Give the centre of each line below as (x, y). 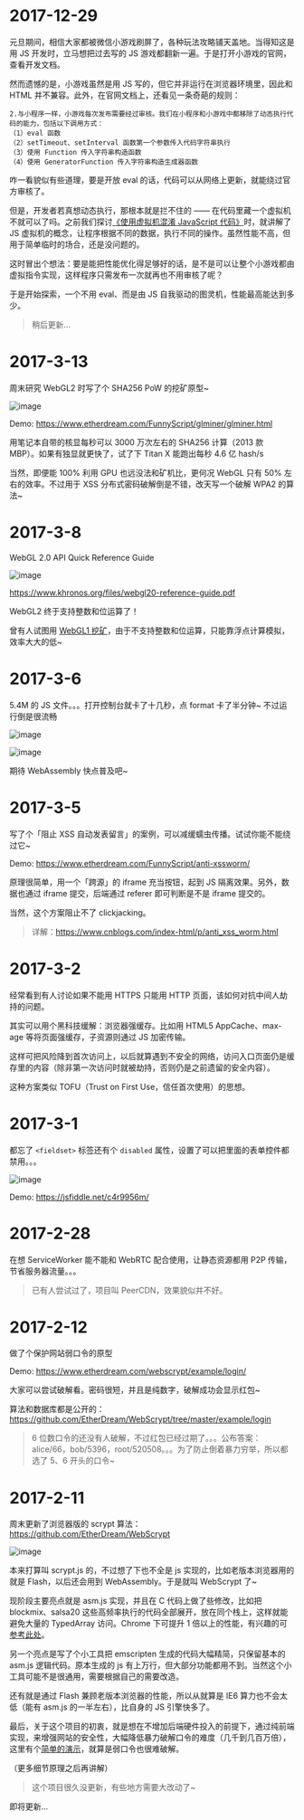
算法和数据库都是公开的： (57, 1409)
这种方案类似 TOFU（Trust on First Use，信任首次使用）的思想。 (130, 1086)
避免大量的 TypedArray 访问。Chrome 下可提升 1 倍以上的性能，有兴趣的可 (148, 1624)
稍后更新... (51, 324)
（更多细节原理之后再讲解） (61, 1768)
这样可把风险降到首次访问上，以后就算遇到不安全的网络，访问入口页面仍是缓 (152, 1056)
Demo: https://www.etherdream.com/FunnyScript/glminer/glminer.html (141, 423)
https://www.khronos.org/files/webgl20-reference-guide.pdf (123, 592)
